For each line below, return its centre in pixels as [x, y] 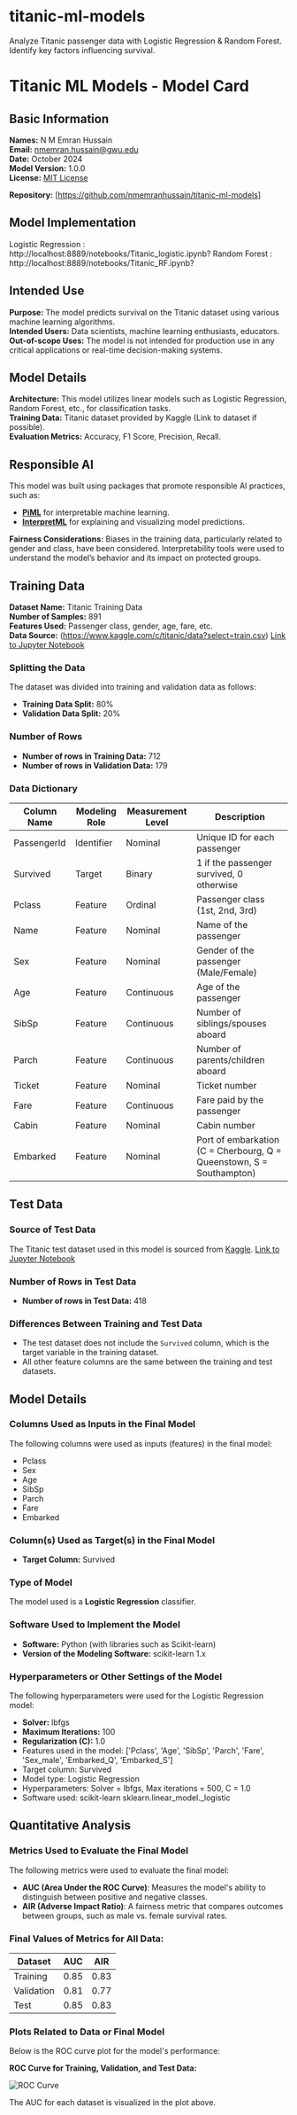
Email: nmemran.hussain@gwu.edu [74, 149]
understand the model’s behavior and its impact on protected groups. [135, 558]
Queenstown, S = [232, 1161]
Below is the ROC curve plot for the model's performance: [115, 2051]
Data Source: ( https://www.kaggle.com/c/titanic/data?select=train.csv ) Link [148, 635]
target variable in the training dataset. [90, 1353]
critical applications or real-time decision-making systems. [116, 350]
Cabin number [226, 1125]
